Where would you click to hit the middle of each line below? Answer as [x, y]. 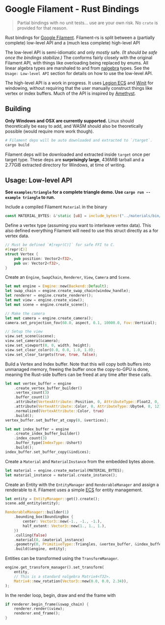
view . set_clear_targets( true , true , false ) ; [51, 354]
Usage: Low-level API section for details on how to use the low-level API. [79, 73]
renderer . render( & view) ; [39, 609]
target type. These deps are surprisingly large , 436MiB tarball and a [75, 159]
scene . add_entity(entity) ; [33, 503]
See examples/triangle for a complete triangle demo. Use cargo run [74, 192]
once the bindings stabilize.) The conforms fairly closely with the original [79, 57]
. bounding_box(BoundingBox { [44, 517]
